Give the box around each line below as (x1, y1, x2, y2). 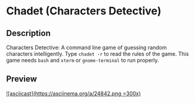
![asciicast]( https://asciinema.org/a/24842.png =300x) (6, 90, 141, 97)
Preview (6, 74, 38, 84)
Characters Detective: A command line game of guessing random (6, 44, 167, 51)
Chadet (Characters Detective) (6, 4, 162, 18)
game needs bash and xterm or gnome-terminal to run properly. (6, 57, 159, 63)
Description (6, 28, 51, 38)
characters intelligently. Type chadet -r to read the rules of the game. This (6, 50, 189, 57)
